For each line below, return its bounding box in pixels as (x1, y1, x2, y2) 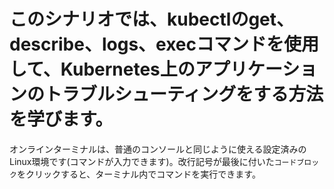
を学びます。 (9, 108, 114, 131)
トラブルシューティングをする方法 (44, 83, 324, 106)
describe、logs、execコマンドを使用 (9, 33, 320, 56)
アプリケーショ (194, 58, 318, 81)
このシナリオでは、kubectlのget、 (9, 8, 295, 31)
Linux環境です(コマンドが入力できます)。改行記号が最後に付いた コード (9, 155, 297, 167)
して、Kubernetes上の (9, 58, 196, 81)
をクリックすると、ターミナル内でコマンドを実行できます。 (16, 168, 261, 180)
